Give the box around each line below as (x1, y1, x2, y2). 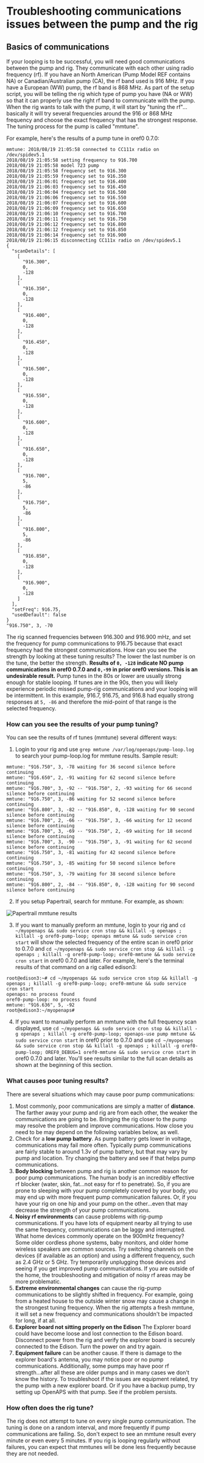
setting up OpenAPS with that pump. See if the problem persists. (15, 1388, 178, 1395)
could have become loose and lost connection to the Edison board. (15, 1330, 183, 1337)
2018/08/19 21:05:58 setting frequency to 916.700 (6, 157, 138, 163)
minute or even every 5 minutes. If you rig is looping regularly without (6, 1437, 181, 1444)
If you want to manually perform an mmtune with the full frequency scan (15, 1018, 197, 1025)
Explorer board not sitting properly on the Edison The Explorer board (15, 1323, 191, 1330)
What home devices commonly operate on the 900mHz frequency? (15, 1232, 185, 1239)
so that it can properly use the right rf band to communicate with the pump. (6, 97, 195, 104)
